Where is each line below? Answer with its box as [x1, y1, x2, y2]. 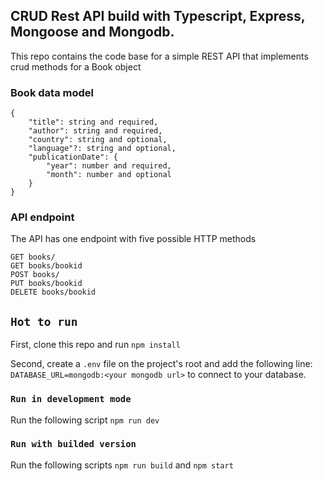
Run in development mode [10, 394, 132, 405]
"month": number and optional [46, 170, 172, 180]
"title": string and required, [28, 117, 159, 128]
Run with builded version [10, 439, 137, 450]
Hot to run [10, 314, 78, 329]
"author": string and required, [28, 126, 163, 136]
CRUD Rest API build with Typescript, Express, [10, 8, 306, 25]
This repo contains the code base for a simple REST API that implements [10, 50, 309, 62]
